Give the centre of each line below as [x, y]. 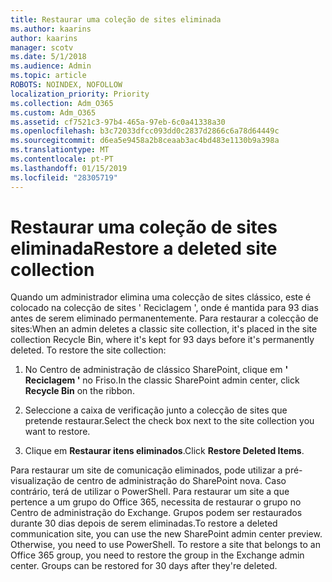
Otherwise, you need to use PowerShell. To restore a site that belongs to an [165, 545]
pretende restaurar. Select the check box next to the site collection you [169, 421]
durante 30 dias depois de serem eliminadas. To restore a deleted [144, 523]
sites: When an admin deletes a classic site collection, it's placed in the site [164, 329]
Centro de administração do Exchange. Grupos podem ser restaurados [156, 513]
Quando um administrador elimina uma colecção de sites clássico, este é [161, 297]
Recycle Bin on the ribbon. [79, 391]
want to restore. [57, 432]
